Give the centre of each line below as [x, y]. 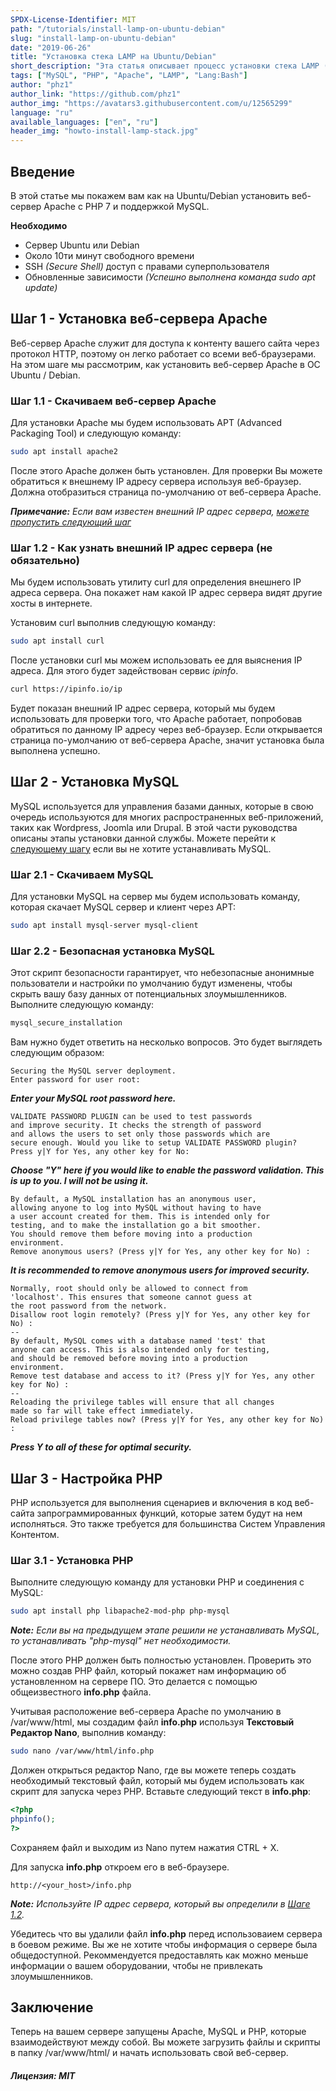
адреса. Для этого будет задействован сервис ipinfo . [124, 671]
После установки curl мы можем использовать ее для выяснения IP [156, 660]
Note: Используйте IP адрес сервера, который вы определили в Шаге [160, 1903]
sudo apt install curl [57, 641]
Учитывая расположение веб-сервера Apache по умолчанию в [146, 1712]
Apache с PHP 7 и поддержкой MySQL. [126, 206]
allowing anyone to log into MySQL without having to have [136, 1208]
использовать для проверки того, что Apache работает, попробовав [156, 718]
